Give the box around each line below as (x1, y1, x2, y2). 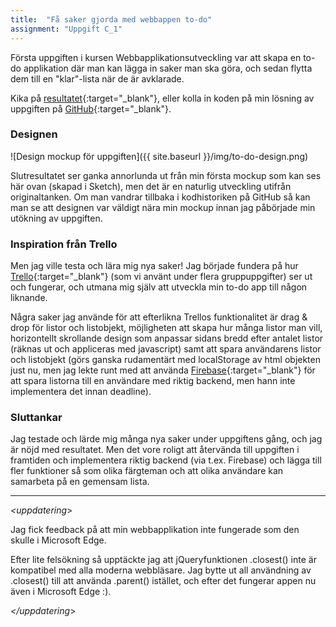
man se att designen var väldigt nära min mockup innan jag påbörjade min (10, 201, 316, 213)
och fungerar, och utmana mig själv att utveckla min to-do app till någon (10, 281, 308, 293)
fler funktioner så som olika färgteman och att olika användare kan (10, 465, 284, 477)
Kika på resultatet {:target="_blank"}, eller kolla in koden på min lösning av (10, 92, 315, 104)
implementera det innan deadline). (10, 386, 152, 398)
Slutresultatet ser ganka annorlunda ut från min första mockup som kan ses (10, 169, 322, 181)
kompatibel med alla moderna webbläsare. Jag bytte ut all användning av (10, 564, 312, 576)
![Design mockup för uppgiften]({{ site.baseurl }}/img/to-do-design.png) (10, 150, 309, 162)
